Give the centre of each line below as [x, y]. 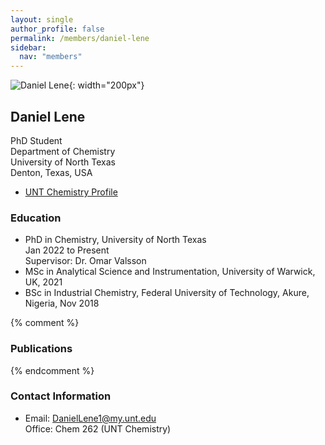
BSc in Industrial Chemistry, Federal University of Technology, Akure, [167, 293]
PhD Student [36, 140]
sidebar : [28, 47]
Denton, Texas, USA [51, 172]
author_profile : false [57, 29]
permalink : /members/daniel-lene [80, 38]
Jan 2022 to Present [67, 250]
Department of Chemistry [63, 151]
